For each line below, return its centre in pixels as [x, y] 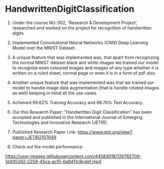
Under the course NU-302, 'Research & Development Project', [75, 23]
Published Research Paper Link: [44, 132]
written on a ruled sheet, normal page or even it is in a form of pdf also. [84, 73]
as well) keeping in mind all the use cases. [55, 93]
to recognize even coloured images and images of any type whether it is [85, 68]
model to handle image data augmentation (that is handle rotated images [86, 87]
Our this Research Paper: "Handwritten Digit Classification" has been [82, 112]
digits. [18, 33]
